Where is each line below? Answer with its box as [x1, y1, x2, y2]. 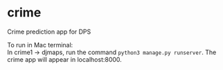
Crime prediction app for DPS [7, 27, 91, 36]
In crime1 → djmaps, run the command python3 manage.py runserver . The [7, 48, 217, 56]
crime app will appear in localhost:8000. [7, 55, 123, 63]
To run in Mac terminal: [7, 40, 73, 49]
